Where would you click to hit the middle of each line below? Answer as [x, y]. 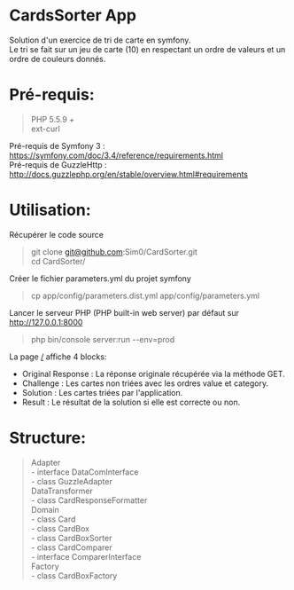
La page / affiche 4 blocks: [58, 357]
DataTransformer [62, 491]
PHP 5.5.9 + [53, 119]
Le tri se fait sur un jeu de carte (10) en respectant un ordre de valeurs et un [147, 49]
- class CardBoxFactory [74, 575]
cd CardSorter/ [58, 261]
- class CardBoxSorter [71, 538]
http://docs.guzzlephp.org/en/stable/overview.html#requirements [129, 174]
